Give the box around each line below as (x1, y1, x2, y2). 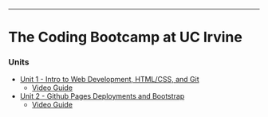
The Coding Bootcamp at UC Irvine (8, 29, 243, 46)
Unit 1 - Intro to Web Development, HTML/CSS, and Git (19, 75, 199, 84)
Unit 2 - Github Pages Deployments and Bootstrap (19, 92, 185, 101)
